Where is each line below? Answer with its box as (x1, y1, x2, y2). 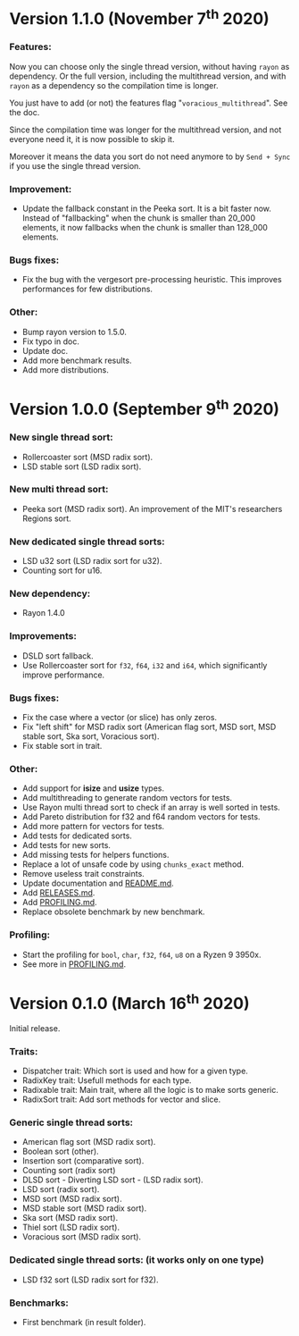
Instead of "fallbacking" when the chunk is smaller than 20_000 (21, 213, 256, 223)
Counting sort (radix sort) (21, 1165, 116, 1176)
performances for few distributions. (21, 283, 154, 295)
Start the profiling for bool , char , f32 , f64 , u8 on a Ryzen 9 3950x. (21, 949, 262, 960)
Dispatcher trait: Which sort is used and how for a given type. (21, 1065, 248, 1077)
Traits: (9, 1045, 38, 1057)
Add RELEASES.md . (21, 887, 96, 898)
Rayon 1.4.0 (21, 608, 65, 618)
